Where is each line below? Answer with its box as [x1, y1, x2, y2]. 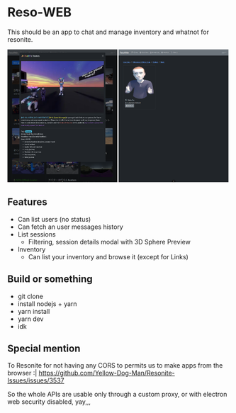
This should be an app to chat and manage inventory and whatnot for [7, 28, 210, 36]
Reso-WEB [7, 4, 72, 21]
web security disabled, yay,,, [7, 397, 91, 406]
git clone [17, 292, 44, 300]
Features [7, 196, 47, 208]
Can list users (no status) [17, 215, 91, 223]
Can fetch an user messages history [17, 222, 124, 231]
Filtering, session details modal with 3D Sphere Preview [28, 237, 191, 246]
